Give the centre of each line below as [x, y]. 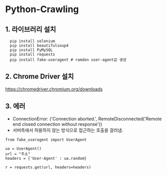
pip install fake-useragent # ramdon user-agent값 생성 [68, 60]
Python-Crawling [42, 9]
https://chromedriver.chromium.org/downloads [54, 89]
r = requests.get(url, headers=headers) [48, 167]
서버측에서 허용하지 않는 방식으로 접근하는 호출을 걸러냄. [68, 130]
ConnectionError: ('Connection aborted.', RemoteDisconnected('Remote [87, 119]
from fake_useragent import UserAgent [46, 140]
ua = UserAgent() [23, 148]
